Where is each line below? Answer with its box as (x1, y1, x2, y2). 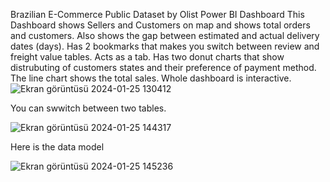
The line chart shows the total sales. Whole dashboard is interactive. (10, 72, 292, 84)
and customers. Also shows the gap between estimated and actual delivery (10, 30, 320, 41)
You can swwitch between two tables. (10, 102, 167, 114)
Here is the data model (10, 141, 105, 153)
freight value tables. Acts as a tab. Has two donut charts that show (10, 51, 285, 63)
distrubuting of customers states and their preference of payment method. (10, 62, 317, 73)
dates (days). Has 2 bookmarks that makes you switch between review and (10, 40, 320, 52)
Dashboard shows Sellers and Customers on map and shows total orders (10, 19, 311, 31)
